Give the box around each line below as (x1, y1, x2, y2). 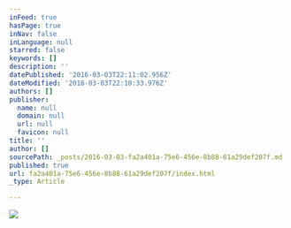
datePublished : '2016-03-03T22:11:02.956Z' (9, 71, 172, 80)
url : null (17, 120, 53, 129)
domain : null (17, 111, 65, 120)
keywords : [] (9, 54, 57, 63)
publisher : (9, 95, 50, 104)
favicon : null (17, 128, 69, 137)
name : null (17, 103, 57, 112)
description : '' (9, 63, 69, 72)
